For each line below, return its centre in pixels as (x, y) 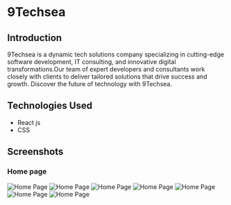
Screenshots (35, 152)
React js (29, 122)
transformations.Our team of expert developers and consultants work (106, 69)
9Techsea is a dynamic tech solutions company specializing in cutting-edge (115, 54)
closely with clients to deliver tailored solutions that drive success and (107, 76)
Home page (27, 172)
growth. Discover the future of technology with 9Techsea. (89, 84)
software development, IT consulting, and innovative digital (92, 62)
